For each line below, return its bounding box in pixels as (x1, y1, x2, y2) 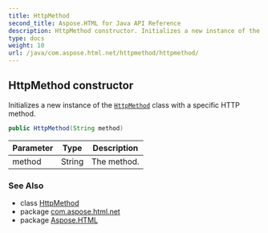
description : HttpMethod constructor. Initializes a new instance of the (8, 27, 261, 35)
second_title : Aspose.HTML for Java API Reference (8, 19, 181, 27)
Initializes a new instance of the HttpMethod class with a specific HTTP (8, 100, 241, 109)
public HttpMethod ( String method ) (8, 124, 124, 133)
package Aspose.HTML (19, 215, 99, 225)
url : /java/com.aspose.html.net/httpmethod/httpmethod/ (8, 49, 199, 57)
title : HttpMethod (8, 11, 70, 20)
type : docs (8, 34, 45, 43)
